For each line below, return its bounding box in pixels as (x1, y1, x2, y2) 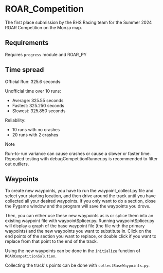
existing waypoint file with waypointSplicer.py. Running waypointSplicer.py (5, 218, 155, 224)
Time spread (5, 66, 44, 74)
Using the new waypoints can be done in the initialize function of (5, 248, 141, 254)
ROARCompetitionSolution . (5, 253, 57, 259)
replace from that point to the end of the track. (5, 239, 98, 244)
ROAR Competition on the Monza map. (5, 24, 83, 30)
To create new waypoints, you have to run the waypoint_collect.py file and (5, 188, 154, 194)
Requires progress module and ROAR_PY (5, 51, 87, 57)
